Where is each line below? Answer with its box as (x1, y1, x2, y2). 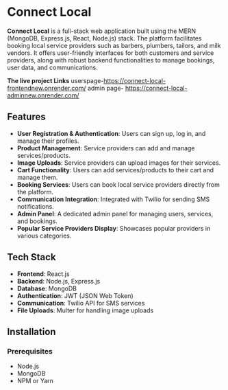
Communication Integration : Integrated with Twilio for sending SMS (16, 195, 210, 203)
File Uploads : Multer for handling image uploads (16, 306, 154, 314)
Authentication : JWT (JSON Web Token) (16, 291, 134, 299)
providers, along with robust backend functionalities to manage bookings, (7, 56, 215, 64)
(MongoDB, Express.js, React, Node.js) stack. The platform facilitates (7, 34, 202, 42)
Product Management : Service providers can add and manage (16, 144, 195, 152)
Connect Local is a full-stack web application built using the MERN (7, 27, 197, 35)
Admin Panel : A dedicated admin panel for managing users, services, (16, 209, 214, 218)
